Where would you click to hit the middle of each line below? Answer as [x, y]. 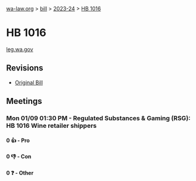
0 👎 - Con [19, 157]
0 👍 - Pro [18, 140]
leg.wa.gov [20, 49]
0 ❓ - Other [20, 173]
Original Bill [29, 82]
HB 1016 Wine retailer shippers [52, 126]
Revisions [25, 68]
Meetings [24, 101]
